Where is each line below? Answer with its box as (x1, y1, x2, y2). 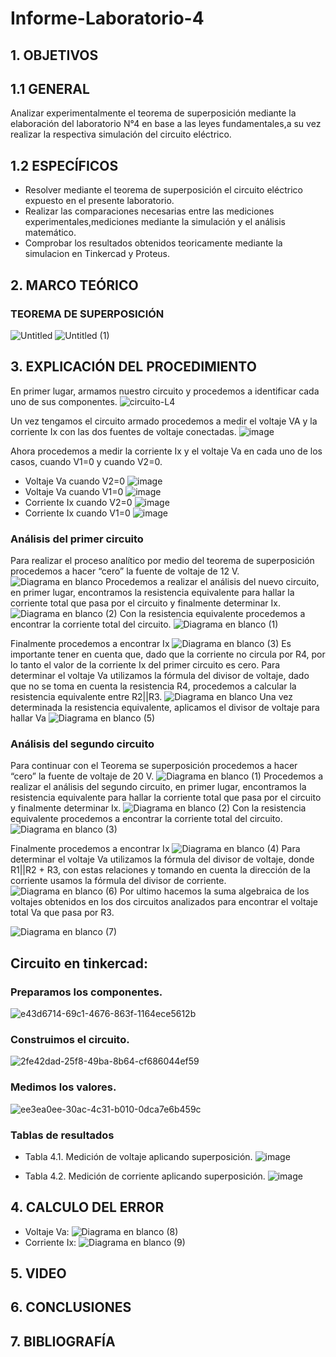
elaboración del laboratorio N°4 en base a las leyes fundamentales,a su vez (10, 118, 322, 130)
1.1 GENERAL (10, 80, 90, 97)
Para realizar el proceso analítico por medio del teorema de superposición (10, 555, 315, 566)
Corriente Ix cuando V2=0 (24, 496, 133, 508)
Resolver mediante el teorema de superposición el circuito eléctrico (24, 184, 303, 196)
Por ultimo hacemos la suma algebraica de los (119, 885, 310, 897)
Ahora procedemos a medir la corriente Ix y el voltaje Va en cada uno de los (10, 445, 323, 457)
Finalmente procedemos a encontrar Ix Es (10, 638, 292, 649)
